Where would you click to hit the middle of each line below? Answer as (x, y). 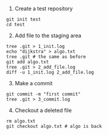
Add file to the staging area (48, 36)
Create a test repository (44, 9)
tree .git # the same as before (46, 57)
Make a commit (34, 83)
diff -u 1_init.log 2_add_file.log (50, 72)
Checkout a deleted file (43, 110)
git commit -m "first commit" (44, 94)
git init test (24, 20)
